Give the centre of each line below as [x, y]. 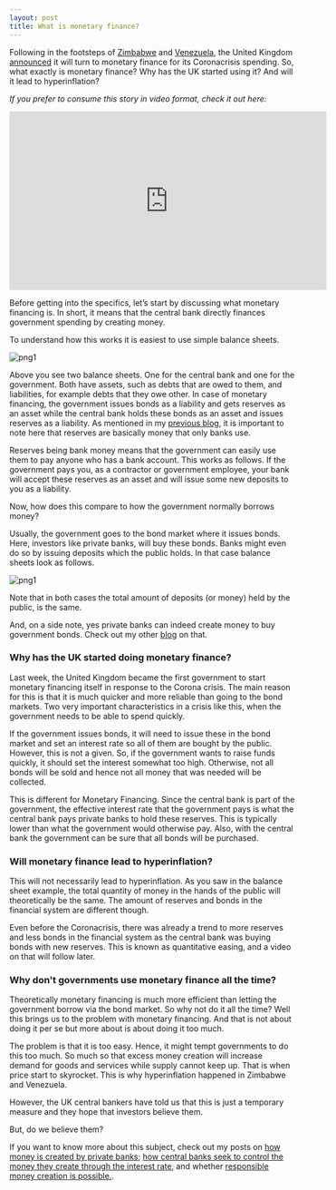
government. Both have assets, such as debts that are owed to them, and [146, 384]
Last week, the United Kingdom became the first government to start [138, 678]
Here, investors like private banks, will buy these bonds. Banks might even [148, 543]
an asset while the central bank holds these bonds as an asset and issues [146, 413]
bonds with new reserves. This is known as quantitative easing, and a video [150, 947]
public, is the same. [46, 607]
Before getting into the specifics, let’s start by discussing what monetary [144, 302]
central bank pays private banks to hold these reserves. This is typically [144, 818]
